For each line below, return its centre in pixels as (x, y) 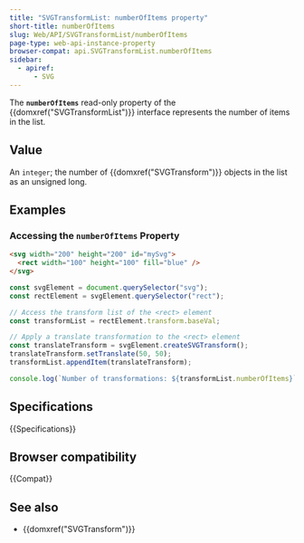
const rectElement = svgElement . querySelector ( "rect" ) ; (117, 296)
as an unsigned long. (48, 181)
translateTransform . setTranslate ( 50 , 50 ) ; (90, 354)
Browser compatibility (73, 457)
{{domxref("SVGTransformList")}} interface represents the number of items (150, 112)
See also (34, 507)
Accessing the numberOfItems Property (95, 235)
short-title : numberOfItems (62, 26)
